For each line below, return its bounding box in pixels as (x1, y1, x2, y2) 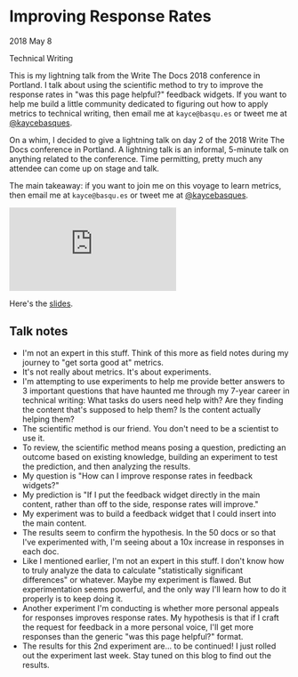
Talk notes (9, 324, 68, 339)
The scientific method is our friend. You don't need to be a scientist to (21, 423, 278, 433)
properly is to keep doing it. (21, 593, 124, 604)
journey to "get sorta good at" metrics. (21, 357, 165, 367)
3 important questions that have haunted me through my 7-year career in (21, 385, 290, 396)
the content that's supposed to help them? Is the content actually (21, 404, 261, 415)
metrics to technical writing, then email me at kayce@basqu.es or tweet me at (9, 108, 287, 118)
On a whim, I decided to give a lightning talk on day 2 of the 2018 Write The (9, 134, 285, 145)
